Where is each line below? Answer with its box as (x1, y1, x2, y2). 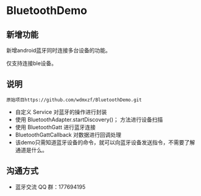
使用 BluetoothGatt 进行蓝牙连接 (15, 123, 96, 131)
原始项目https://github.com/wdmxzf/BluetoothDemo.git (6, 97, 142, 103)
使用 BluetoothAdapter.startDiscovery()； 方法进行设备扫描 (15, 116, 163, 123)
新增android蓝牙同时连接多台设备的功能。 (6, 47, 111, 54)
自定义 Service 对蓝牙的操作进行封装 (15, 108, 107, 116)
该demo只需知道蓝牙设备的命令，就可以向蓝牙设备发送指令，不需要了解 (15, 138, 196, 146)
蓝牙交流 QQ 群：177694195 (15, 183, 86, 191)
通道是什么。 (15, 146, 48, 153)
